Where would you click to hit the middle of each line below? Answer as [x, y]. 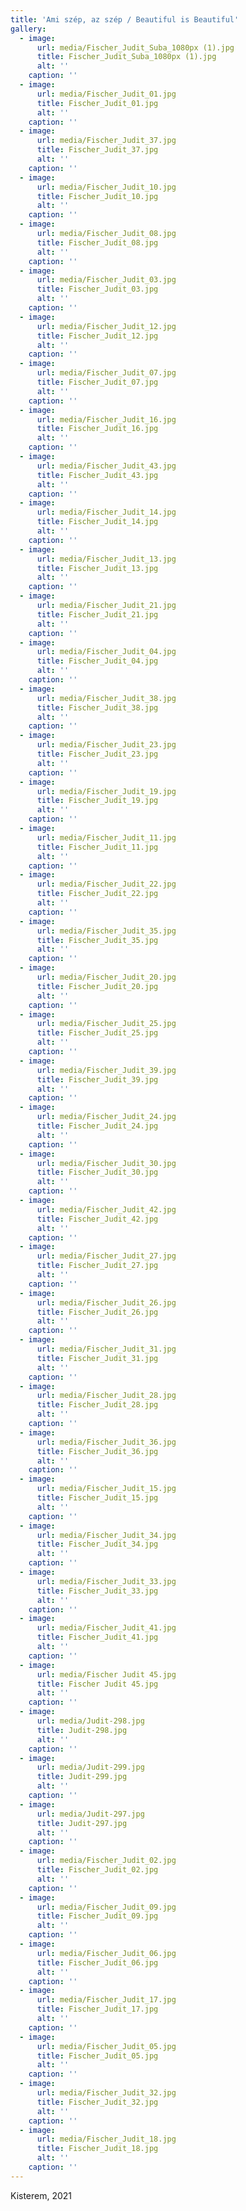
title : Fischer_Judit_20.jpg [97, 986]
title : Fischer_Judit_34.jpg [97, 1544]
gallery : [28, 29]
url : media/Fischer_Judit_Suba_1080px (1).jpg [135, 47]
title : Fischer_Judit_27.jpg [97, 1266]
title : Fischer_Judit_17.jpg [97, 2009]
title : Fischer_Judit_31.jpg [97, 1358]
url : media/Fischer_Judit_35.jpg [106, 931]
